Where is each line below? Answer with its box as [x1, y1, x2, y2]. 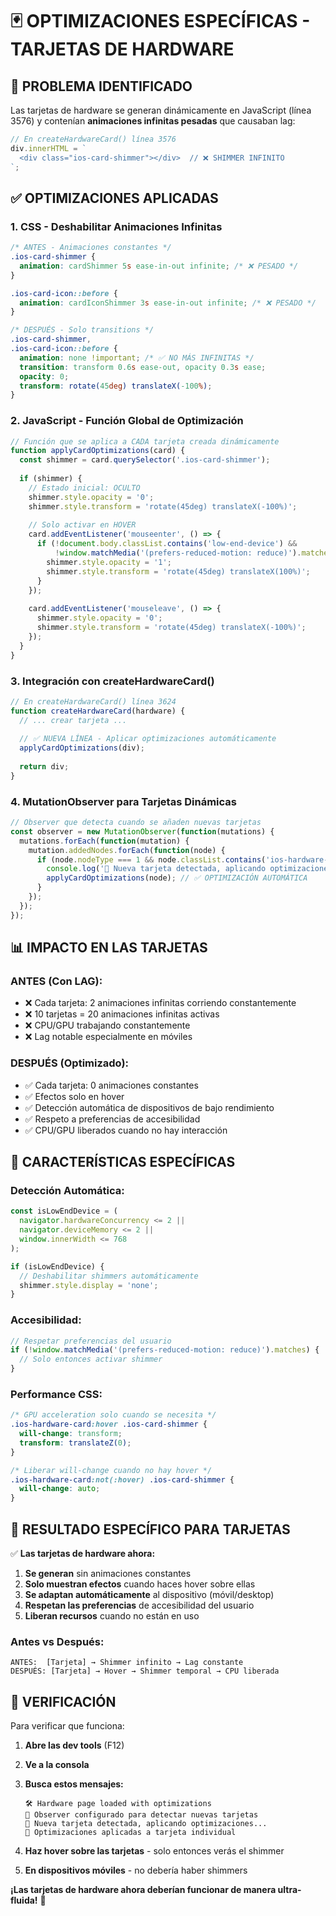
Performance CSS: [10, 1387, 103, 1401]
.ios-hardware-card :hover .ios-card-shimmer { [10, 1419, 208, 1430]
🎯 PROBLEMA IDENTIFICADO [10, 78, 193, 95]
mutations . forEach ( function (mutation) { [19, 836, 190, 846]
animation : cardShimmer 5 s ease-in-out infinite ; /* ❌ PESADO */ [19, 261, 299, 271]
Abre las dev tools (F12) [24, 1739, 125, 1752]
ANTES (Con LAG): [10, 974, 103, 988]
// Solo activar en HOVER [28, 520, 137, 530]
